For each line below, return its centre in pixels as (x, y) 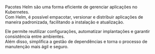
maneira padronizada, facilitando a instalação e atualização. (65, 22)
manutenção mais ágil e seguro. (37, 47)
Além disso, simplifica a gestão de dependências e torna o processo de (76, 42)
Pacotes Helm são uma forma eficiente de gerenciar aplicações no (71, 7)
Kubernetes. (17, 12)
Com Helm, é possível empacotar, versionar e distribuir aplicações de (74, 17)
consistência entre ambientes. (35, 36)
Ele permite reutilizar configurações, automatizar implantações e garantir (77, 31)
